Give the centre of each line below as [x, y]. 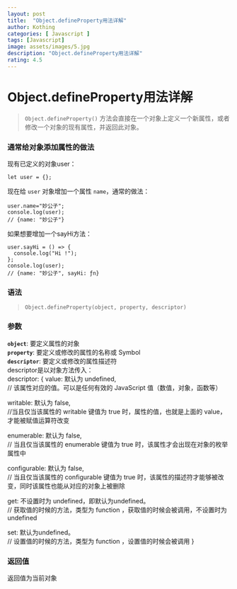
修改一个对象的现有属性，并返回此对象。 [83, 127]
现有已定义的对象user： [42, 164]
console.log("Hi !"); [46, 253]
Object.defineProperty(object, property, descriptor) [105, 308]
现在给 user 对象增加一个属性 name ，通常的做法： [79, 191]
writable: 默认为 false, [39, 402]
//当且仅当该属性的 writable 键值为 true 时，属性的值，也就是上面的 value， [117, 411]
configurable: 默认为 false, [46, 468]
